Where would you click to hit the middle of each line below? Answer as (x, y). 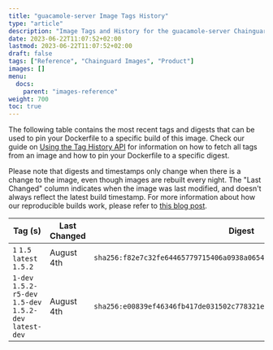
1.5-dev (27, 302)
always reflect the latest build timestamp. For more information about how (132, 197)
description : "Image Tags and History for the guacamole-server (119, 31)
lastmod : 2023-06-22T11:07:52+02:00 (70, 46)
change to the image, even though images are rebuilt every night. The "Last (135, 180)
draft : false (30, 54)
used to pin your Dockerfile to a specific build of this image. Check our (127, 138)
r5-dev (25, 294)
